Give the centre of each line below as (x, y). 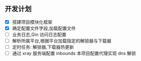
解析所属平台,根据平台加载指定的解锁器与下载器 (62, 41)
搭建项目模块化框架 (32, 22)
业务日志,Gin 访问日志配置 (39, 34)
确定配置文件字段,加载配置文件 (44, 28)
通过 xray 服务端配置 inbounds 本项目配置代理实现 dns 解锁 (74, 53)
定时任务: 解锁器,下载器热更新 (43, 47)
